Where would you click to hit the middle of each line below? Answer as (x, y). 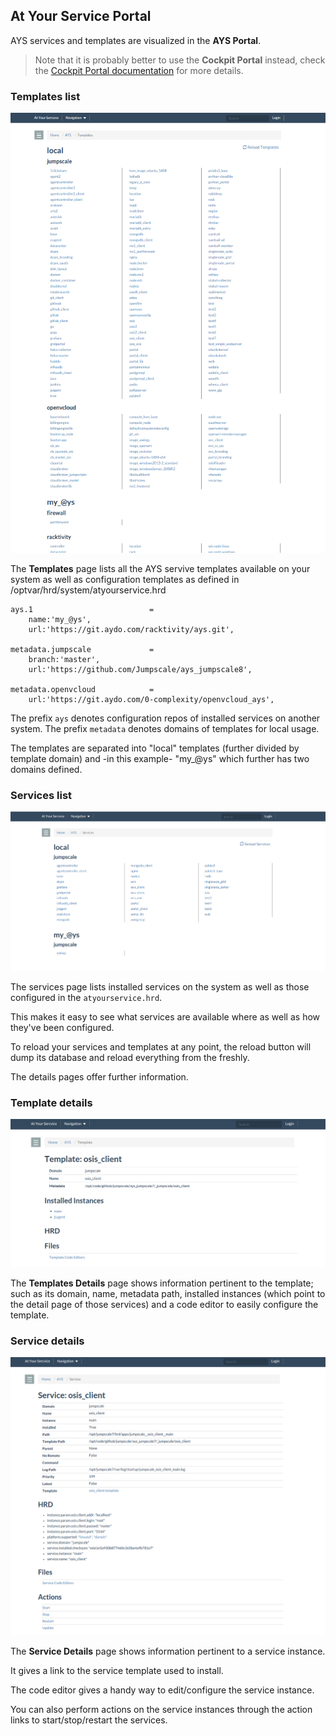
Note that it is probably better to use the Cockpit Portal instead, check (180, 60)
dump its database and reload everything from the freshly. (130, 1057)
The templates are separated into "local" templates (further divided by (155, 748)
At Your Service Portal (81, 16)
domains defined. (46, 769)
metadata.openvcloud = (82, 689)
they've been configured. (62, 1027)
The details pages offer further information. (99, 1076)
